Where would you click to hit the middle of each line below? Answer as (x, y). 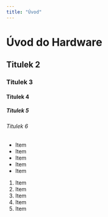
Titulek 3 (20, 82)
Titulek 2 (23, 65)
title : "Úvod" (24, 12)
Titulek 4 (18, 97)
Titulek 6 (17, 126)
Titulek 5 (18, 111)
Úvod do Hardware (54, 42)
